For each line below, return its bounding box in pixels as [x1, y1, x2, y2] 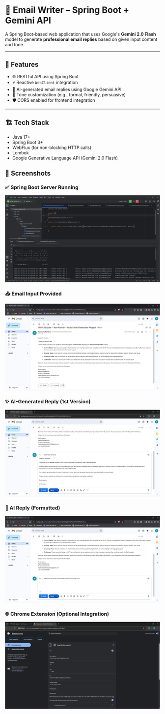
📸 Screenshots [5, 169, 51, 178]
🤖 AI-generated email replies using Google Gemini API [12, 86, 122, 92]
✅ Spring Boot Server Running [5, 184, 79, 191]
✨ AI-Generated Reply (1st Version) [5, 398, 91, 405]
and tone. [5, 41, 25, 47]
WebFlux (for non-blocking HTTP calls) [12, 145, 92, 150]
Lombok [12, 149, 29, 155]
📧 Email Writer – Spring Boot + [5, 4, 129, 16]
